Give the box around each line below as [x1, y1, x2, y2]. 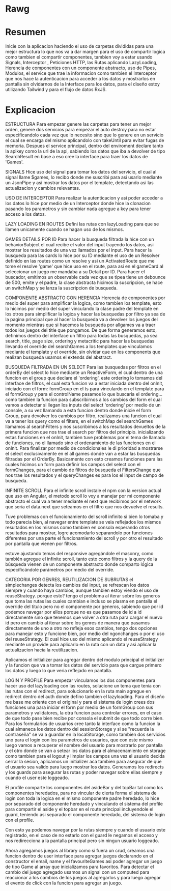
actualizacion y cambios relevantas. [5, 185, 80, 191]
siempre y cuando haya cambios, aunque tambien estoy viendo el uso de [5, 587, 159, 593]
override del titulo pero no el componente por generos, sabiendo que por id [5, 603, 164, 610]
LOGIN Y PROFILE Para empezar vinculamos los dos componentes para [5, 677, 156, 683]
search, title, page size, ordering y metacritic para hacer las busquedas [5, 338, 155, 344]
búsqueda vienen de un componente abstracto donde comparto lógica [5, 561, 154, 567]
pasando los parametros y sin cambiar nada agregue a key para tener [5, 206, 151, 212]
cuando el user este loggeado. [5, 774, 70, 781]
